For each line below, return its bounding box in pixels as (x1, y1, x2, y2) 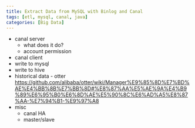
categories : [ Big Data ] (6, 19, 65, 25)
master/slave (23, 116, 55, 123)
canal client (14, 54, 43, 61)
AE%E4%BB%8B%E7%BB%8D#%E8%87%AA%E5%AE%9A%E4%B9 (14, 85, 187, 92)
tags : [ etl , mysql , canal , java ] (6, 14, 88, 20)
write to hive (14, 67, 45, 74)
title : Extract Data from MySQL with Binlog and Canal (6, 8, 143, 15)
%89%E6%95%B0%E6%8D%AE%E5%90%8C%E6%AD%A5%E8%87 (14, 91, 188, 98)
